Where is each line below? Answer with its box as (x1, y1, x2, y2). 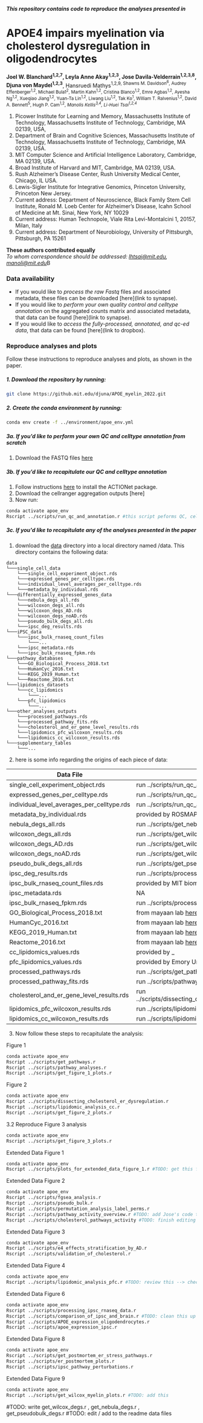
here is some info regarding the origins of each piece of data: (14, 756, 168, 763)
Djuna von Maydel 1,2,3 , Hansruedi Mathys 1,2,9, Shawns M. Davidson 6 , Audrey (6, 79, 187, 89)
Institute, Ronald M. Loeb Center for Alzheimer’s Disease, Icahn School (14, 202, 192, 209)
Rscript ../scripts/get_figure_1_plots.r (6, 1070, 112, 1076)
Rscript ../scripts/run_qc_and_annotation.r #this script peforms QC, (6, 513, 188, 519)
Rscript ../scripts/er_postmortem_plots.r (6, 1358, 115, 1364)
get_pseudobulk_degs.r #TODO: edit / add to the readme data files (6, 1410, 172, 1417)
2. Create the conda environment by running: (6, 404, 122, 411)
